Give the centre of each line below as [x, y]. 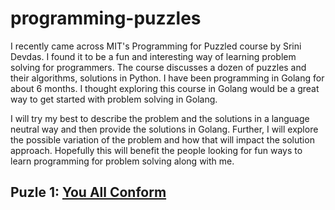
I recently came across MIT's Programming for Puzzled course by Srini [156, 46]
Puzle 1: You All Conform [88, 192]
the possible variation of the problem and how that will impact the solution [162, 139]
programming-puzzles [106, 18]
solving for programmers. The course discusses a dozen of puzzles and [158, 67]
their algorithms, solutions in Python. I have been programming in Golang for [167, 78]
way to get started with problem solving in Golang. [114, 99]
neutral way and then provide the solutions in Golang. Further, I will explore [164, 129]
